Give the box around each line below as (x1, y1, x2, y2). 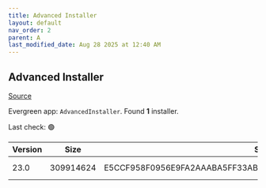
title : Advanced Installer (8, 11, 97, 20)
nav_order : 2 (8, 26, 51, 34)
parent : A (8, 33, 41, 42)
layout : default (8, 19, 62, 27)
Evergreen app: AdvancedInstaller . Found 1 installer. (8, 106, 180, 115)
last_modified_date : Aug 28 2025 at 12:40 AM (8, 41, 161, 49)
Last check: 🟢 (8, 122, 55, 131)
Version (12, 144, 43, 155)
